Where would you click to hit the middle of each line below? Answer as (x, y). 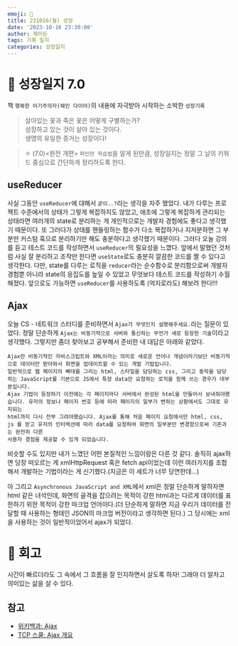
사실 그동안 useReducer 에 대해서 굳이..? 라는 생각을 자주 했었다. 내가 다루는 (110, 203)
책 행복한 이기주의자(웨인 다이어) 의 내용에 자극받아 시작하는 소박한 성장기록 (106, 105)
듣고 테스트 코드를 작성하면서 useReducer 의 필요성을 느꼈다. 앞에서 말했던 (116, 247)
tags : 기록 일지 (28, 41)
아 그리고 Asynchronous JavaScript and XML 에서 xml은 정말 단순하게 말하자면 (116, 486)
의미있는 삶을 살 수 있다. (40, 583)
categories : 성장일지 (36, 47)
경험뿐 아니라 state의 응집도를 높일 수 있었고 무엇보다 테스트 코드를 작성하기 (112, 274)
